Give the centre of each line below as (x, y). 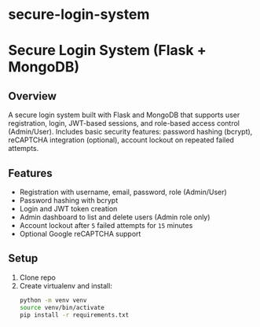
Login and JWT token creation (68, 209)
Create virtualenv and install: (66, 285)
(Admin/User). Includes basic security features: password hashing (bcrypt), (130, 132)
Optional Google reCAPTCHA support (80, 234)
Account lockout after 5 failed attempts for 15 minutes (106, 225)
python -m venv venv (53, 300)
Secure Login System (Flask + (107, 51)
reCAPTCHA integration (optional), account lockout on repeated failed (121, 140)
